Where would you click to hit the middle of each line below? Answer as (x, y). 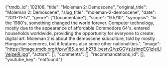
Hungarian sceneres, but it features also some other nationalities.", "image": (83, 44)
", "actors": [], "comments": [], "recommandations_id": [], (87, 54)
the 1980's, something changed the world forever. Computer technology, (80, 23)
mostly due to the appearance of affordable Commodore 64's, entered (78, 28)
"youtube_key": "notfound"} (34, 59)
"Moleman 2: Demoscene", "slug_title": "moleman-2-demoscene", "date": (81, 12)
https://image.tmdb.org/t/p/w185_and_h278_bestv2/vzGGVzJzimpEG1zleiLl (84, 49)
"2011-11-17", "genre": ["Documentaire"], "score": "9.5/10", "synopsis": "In (81, 17)
